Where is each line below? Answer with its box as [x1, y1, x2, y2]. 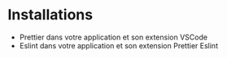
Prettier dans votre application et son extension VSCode [19, 32, 208, 42]
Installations [7, 6, 94, 24]
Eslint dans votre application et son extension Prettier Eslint [19, 40, 219, 50]
